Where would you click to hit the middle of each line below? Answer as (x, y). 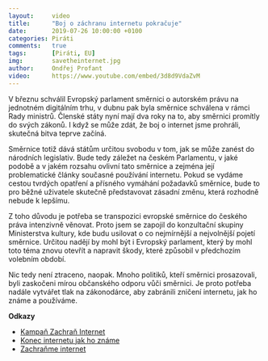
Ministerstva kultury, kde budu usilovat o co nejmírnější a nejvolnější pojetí (132, 233)
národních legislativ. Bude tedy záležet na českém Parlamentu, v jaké (123, 157)
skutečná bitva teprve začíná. (57, 133)
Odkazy (22, 316)
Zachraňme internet (53, 349)
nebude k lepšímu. (39, 200)
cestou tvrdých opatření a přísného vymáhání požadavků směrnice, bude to (134, 183)
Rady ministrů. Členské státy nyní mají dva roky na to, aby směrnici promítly (134, 116)
